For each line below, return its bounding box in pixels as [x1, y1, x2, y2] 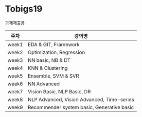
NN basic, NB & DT [27, 57, 71, 63]
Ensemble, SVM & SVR [27, 73, 79, 79]
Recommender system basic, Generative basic [27, 104, 134, 111]
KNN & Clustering [27, 64, 68, 71]
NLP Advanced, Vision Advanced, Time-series [27, 96, 135, 102]
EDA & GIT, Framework [27, 41, 80, 48]
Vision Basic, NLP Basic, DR [27, 88, 91, 95]
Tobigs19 [5, 3, 43, 15]
